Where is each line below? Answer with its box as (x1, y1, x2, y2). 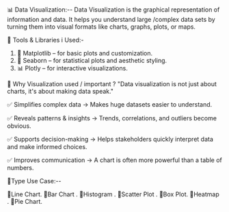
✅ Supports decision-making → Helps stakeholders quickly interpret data (7, 135, 213, 143)
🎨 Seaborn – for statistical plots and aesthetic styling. (16, 57, 167, 64)
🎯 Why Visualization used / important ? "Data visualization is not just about (7, 80, 217, 88)
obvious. (7, 122, 32, 130)
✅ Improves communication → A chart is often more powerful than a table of (7, 156, 222, 164)
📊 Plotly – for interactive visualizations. (16, 64, 128, 72)
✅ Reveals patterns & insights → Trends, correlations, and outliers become (7, 114, 217, 122)
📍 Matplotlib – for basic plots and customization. (16, 49, 153, 57)
